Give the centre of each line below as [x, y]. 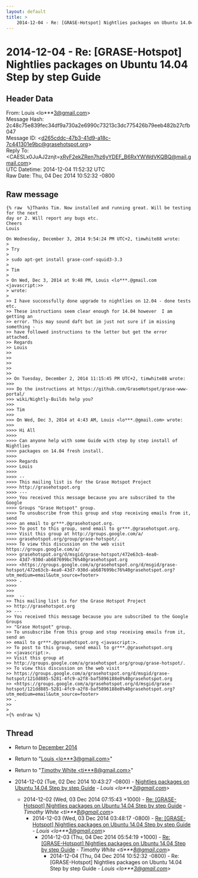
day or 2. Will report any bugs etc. [52, 218]
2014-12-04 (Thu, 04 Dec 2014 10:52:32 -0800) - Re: [115, 856]
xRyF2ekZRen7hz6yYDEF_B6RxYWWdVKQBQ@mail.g [126, 157]
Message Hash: [25, 119]
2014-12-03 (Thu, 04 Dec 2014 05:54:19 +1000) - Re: [106, 837]
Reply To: [18, 151]
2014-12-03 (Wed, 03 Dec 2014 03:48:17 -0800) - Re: [98, 818]
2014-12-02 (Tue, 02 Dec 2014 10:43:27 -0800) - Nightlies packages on [102, 782]
